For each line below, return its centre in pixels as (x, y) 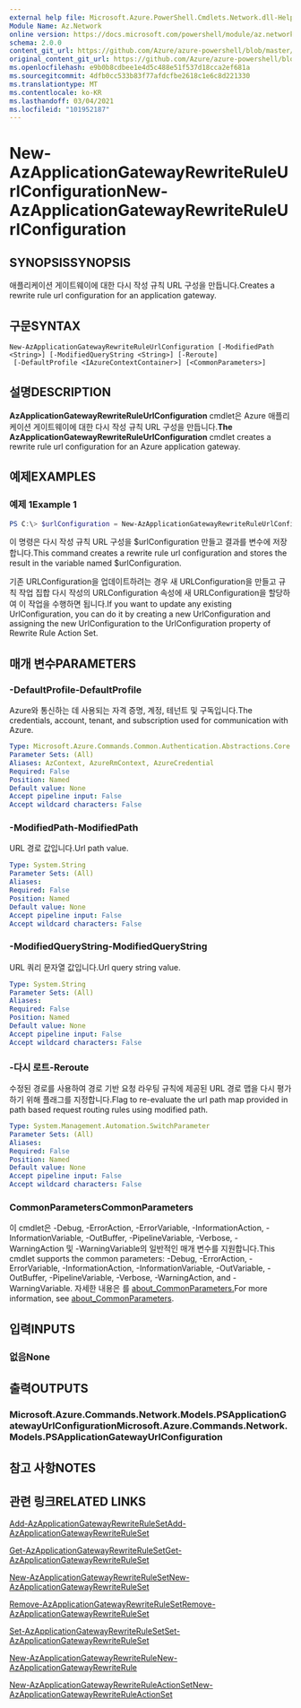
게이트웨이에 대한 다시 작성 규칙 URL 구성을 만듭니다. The (133, 427)
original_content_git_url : (60, 59)
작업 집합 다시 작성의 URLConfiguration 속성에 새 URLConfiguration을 (142, 593)
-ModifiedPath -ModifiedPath (74, 828)
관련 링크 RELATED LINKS (77, 1501)
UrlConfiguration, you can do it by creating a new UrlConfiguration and (140, 614)
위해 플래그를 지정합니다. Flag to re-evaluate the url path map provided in (157, 1100)
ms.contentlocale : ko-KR (56, 92)
